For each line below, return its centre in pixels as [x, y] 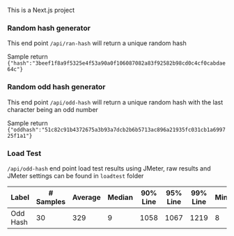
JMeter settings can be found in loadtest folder [76, 175]
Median [120, 197]
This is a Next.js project [41, 10]
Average [86, 197]
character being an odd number [53, 109]
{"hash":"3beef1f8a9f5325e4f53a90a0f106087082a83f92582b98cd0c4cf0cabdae [117, 63]
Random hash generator [49, 28]
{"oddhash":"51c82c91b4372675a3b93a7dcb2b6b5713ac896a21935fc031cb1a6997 [117, 129]
